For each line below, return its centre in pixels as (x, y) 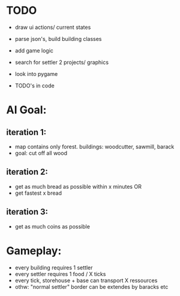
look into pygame (36, 74)
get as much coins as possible (52, 226)
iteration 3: (27, 212)
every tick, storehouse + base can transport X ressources (86, 280)
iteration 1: (26, 132)
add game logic (34, 50)
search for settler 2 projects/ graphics (62, 62)
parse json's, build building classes (58, 39)
